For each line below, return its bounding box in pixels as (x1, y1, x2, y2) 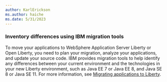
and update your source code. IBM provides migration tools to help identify (5, 55, 160, 61)
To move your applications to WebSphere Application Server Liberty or (5, 44, 151, 50)
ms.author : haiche (5, 12, 44, 17)
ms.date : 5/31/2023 (5, 16, 46, 21)
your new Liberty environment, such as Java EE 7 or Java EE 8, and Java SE (5, 65, 162, 71)
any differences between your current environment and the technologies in (5, 60, 160, 66)
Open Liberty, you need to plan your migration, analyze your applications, (5, 49, 157, 55)
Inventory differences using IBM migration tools (5, 33, 124, 40)
